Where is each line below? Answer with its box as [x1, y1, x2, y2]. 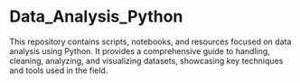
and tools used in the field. [9, 65, 108, 76]
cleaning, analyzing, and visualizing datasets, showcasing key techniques [9, 55, 284, 66]
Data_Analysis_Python [9, 6, 183, 27]
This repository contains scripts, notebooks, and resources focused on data [9, 36, 292, 47]
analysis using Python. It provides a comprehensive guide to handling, [9, 45, 271, 56]
